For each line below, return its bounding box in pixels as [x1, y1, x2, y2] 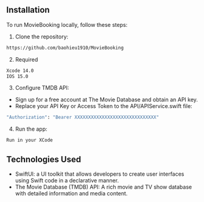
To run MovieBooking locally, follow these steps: [6, 21, 128, 28]
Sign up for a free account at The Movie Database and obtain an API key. [15, 96, 198, 103]
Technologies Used [6, 154, 81, 164]
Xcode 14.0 [6, 67, 34, 74]
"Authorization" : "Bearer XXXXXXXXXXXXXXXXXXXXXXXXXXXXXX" [6, 114, 160, 121]
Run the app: [15, 125, 47, 133]
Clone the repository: [15, 33, 69, 40]
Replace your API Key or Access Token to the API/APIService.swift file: [15, 103, 193, 110]
